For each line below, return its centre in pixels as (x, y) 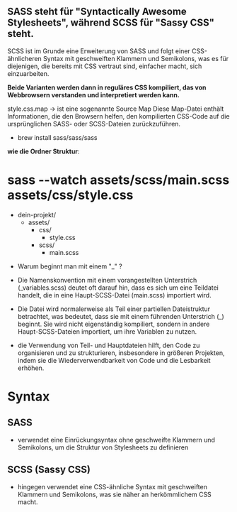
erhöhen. (31, 368)
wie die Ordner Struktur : (44, 151)
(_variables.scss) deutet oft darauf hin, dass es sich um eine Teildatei (118, 288)
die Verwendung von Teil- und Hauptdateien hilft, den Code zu (109, 345)
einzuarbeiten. (28, 73)
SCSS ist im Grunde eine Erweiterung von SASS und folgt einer (99, 51)
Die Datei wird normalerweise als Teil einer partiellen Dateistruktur (114, 309)
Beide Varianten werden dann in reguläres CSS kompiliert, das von (107, 87)
